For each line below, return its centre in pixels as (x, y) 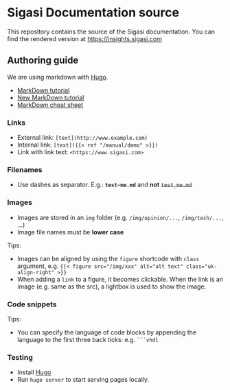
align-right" (36, 272)
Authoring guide (43, 61)
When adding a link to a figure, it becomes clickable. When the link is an (120, 279)
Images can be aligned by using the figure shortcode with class (108, 258)
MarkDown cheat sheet (50, 105)
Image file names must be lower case (70, 232)
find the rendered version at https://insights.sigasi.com (85, 38)
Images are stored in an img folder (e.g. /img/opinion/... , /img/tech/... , (120, 217)
